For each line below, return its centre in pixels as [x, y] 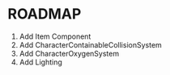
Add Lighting [40, 62]
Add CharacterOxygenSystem [69, 53]
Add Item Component [55, 36]
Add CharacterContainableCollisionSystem [91, 44]
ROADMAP [45, 14]
